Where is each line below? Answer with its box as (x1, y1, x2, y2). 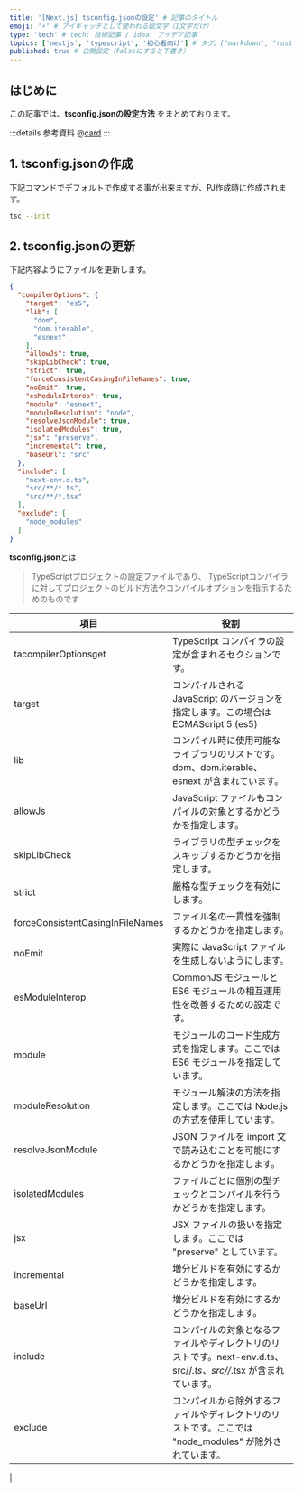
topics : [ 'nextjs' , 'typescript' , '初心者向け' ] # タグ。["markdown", (9, 38, 269, 48)
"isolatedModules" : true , (25, 425, 124, 434)
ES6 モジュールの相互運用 (172, 984, 282, 997)
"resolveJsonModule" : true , (25, 416, 131, 425)
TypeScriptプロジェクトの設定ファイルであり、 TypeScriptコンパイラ (31, 571, 289, 582)
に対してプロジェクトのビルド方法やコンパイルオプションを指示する (31, 582, 285, 592)
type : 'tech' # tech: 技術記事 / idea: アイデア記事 (9, 30, 198, 39)
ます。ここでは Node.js (190, 1099, 289, 1112)
